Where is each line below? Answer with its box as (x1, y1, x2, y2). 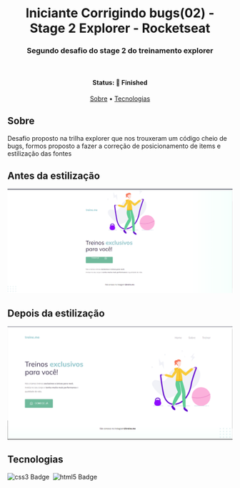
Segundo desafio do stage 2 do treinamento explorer (26, 46, 214, 56)
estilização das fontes (7, 149, 72, 158)
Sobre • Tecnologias (89, 94, 151, 103)
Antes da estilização (7, 169, 100, 181)
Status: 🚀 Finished (92, 79, 148, 87)
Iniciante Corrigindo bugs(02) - (25, 5, 215, 21)
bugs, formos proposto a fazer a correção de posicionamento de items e (7, 141, 221, 150)
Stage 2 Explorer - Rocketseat (29, 20, 211, 36)
